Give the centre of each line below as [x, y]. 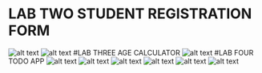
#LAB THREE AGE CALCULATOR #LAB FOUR [163, 52]
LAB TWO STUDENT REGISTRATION [130, 14]
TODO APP [26, 61]
